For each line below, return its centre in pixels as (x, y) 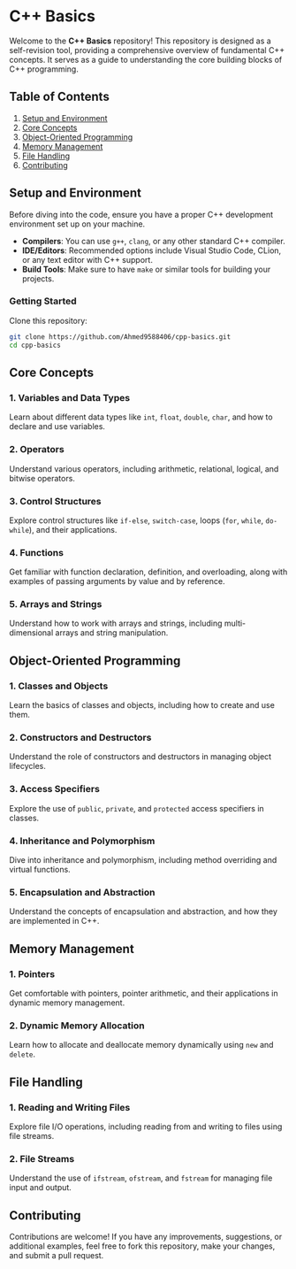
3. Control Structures (55, 501)
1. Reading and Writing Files (70, 1107)
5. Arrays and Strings (56, 604)
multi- (235, 623)
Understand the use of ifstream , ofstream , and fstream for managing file (141, 1178)
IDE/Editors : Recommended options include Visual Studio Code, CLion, (152, 250)
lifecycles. (28, 766)
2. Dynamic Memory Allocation (77, 1026)
